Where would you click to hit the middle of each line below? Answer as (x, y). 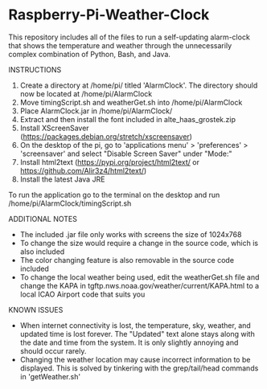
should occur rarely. (53, 350)
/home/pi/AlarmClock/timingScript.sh (70, 203)
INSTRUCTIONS (35, 69)
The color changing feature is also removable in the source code (127, 260)
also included (42, 252)
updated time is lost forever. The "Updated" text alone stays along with (137, 334)
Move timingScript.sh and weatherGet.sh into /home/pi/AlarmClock (131, 102)
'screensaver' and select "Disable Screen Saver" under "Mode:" (126, 154)
